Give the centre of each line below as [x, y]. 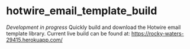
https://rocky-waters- [157, 33]
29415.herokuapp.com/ [35, 40]
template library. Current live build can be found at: [68, 33]
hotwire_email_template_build [82, 11]
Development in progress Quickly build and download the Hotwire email [94, 27]
